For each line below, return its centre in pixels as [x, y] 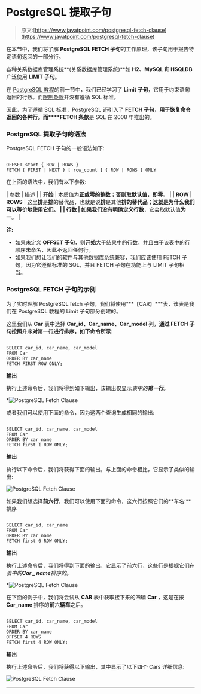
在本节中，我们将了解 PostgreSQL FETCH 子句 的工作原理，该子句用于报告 [98, 49]
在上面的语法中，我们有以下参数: [46, 182]
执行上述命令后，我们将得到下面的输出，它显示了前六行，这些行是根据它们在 [100, 565]
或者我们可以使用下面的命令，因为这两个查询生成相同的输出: [80, 412]
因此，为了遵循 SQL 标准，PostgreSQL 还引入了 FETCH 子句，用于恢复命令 [99, 109]
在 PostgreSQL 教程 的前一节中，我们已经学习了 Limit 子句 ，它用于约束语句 [98, 89]
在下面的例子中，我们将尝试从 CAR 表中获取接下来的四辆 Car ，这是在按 [95, 597]
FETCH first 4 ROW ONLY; [37, 642]
